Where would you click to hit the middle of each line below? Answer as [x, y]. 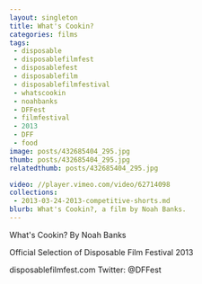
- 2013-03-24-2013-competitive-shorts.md [92, 201]
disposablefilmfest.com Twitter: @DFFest [85, 270]
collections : [34, 193]
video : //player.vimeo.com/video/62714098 [90, 184]
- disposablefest [45, 68]
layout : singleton [44, 18]
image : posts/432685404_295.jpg [70, 151]
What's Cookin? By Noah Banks [68, 235]
